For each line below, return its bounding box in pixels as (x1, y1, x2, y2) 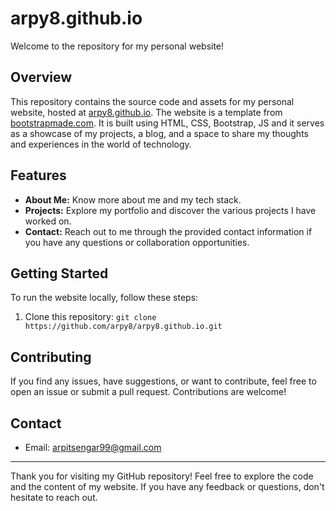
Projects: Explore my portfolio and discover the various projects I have (24, 204, 317, 216)
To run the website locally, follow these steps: (10, 292, 199, 304)
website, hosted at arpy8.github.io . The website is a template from (10, 106, 283, 118)
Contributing (10, 348, 92, 366)
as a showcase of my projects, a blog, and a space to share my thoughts (10, 127, 309, 139)
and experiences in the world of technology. (10, 138, 192, 150)
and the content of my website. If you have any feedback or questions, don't (10, 481, 325, 492)
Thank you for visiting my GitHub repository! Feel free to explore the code (10, 470, 314, 482)
